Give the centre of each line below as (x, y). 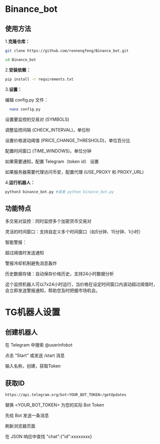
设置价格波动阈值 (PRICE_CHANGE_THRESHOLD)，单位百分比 (68, 140)
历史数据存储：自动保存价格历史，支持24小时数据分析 (60, 274)
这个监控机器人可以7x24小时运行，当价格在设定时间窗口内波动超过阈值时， (81, 284)
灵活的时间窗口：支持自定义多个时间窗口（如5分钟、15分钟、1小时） (74, 232)
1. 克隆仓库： (17, 41)
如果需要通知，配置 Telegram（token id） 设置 (52, 161)
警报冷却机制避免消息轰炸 (31, 263)
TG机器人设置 (33, 312)
